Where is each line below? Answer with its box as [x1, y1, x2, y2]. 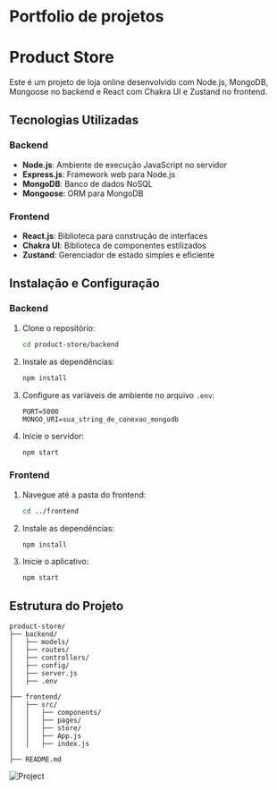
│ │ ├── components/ [9, 709, 102, 718]
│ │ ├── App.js [9, 732, 82, 741]
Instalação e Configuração [9, 276, 160, 291]
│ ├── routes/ [9, 646, 70, 655]
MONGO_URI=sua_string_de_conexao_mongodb [21, 414, 179, 424]
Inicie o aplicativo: [21, 556, 89, 567]
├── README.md [9, 755, 63, 764]
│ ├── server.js [9, 669, 78, 678]
